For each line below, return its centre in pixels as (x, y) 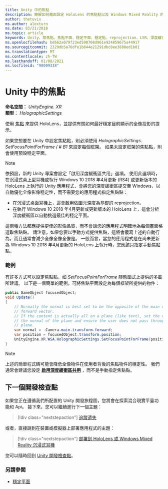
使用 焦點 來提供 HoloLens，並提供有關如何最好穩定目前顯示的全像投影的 (80, 124)
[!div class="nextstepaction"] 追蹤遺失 (57, 417)
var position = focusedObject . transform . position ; (68, 335)
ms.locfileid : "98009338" (32, 66)
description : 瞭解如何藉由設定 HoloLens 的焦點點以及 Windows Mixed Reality (82, 15)
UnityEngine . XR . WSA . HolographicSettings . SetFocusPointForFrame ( (82, 339)
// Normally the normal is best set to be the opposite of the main (87, 307)
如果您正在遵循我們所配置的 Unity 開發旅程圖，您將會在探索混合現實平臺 (80, 400)
